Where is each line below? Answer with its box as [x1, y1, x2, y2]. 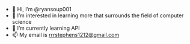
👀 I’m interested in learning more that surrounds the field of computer [11, 12, 184, 19]
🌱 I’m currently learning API [11, 24, 80, 32]
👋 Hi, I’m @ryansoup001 [11, 6, 72, 12]
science [11, 18, 32, 25]
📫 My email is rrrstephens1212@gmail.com [11, 32, 120, 38]
